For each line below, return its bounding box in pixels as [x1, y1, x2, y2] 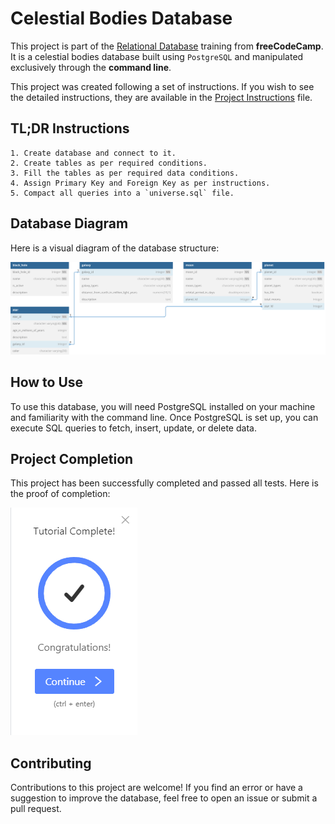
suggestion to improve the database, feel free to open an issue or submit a [10, 792, 318, 804]
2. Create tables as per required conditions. [10, 158, 208, 168]
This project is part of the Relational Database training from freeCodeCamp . [10, 40, 324, 52]
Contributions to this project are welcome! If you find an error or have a [10, 782, 303, 794]
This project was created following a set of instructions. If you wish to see [10, 80, 315, 92]
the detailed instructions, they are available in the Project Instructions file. [10, 91, 313, 103]
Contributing [10, 755, 92, 772]
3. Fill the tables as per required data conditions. [10, 168, 240, 178]
